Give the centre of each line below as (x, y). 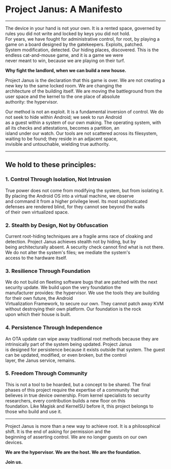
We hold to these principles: (51, 165)
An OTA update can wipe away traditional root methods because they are (82, 338)
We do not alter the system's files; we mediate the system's (68, 252)
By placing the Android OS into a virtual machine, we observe (69, 196)
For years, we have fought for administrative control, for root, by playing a (82, 39)
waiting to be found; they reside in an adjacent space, (62, 139)
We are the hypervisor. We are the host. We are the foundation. (73, 452)
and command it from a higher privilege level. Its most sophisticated (76, 201)
